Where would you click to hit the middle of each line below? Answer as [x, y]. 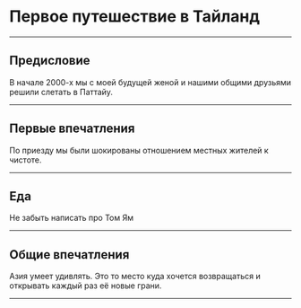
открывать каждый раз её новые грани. [86, 286]
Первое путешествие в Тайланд [134, 17]
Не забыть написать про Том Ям [72, 218]
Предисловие [50, 61]
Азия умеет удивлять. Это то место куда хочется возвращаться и [135, 277]
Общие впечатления [69, 255]
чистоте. [26, 160]
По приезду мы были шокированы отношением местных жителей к [139, 150]
